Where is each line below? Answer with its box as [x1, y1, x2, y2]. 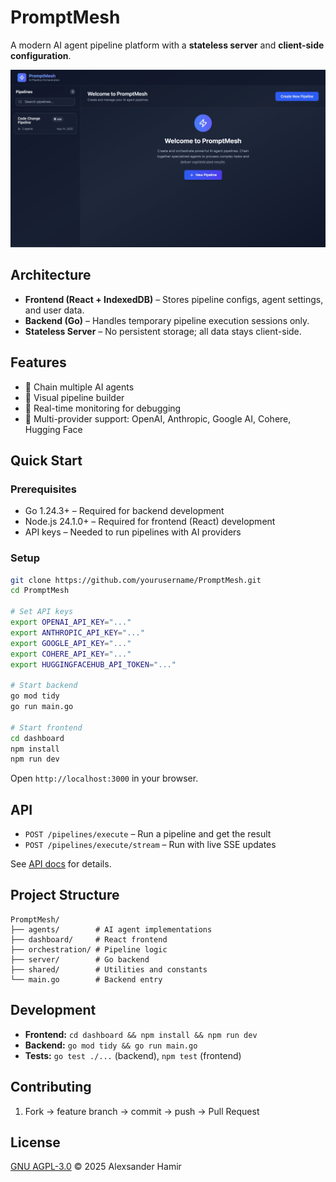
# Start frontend [10, 722, 83, 733]
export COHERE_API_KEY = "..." [10, 649, 132, 659]
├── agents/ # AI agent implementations [10, 924, 213, 935]
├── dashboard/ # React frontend [10, 934, 168, 945]
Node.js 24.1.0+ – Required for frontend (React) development [24, 516, 276, 528]
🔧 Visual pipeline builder [24, 391, 125, 403]
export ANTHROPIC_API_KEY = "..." [10, 627, 145, 638]
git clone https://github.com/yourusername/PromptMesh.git [10, 575, 262, 585]
